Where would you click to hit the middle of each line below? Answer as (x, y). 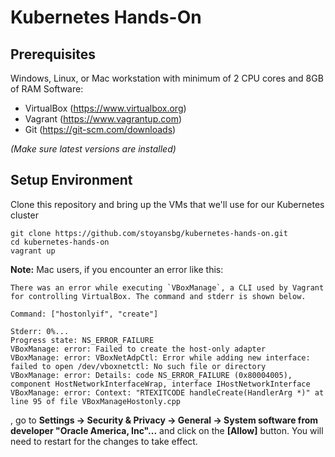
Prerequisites (53, 54)
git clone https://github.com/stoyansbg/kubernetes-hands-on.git (149, 233)
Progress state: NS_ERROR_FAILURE (82, 340)
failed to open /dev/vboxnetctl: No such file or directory (138, 366)
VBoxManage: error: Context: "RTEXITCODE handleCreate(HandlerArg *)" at (167, 392)
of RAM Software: (47, 89)
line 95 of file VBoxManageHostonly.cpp (96, 401)
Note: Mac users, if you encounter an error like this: (117, 269)
